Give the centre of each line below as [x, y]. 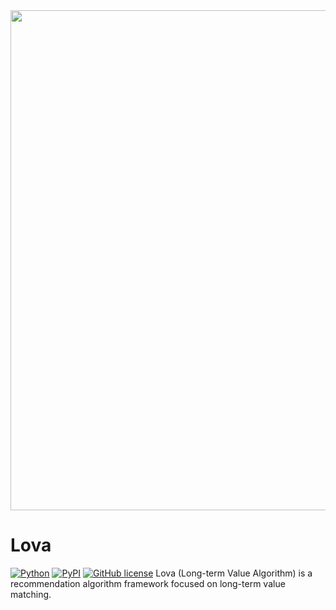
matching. [31, 594]
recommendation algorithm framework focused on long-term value [148, 583]
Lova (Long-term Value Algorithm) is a [234, 573]
